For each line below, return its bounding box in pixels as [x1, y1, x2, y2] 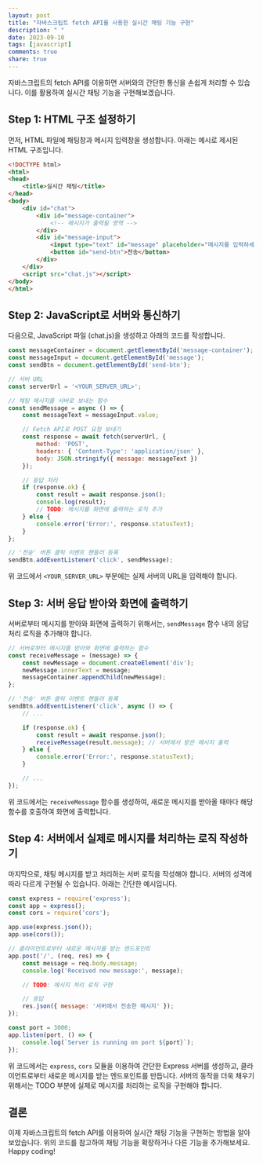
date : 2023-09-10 [8, 33, 65, 42]
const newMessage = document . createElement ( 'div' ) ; [22, 659, 194, 667]
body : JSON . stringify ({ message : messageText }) [36, 455, 198, 463]
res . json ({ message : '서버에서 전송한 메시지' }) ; [22, 1002, 175, 1010]
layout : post [8, 11, 51, 20]
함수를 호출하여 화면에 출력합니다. [8, 807, 111, 816]
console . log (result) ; [36, 498, 107, 507]
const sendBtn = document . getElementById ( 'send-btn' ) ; [8, 361, 191, 369]
